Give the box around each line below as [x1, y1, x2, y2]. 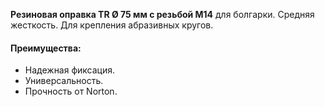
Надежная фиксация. [24, 64, 116, 76]
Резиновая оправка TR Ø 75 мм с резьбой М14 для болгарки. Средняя [10, 9, 315, 20]
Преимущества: [10, 42, 82, 54]
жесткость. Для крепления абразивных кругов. [10, 19, 214, 31]
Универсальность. [24, 75, 104, 87]
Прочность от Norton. [24, 85, 118, 98]
